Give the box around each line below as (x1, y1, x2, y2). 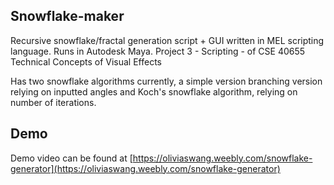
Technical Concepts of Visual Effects (10, 55, 162, 68)
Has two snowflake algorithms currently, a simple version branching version (10, 75, 323, 87)
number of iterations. (10, 96, 97, 108)
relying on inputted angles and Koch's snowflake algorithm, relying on (10, 85, 298, 98)
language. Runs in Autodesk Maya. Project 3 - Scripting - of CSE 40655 (10, 45, 306, 57)
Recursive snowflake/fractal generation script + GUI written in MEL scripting (10, 34, 325, 46)
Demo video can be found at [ (10, 152, 133, 164)
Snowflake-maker (10, 8, 125, 25)
